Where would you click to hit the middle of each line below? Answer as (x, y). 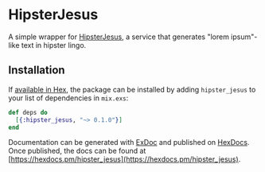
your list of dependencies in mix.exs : (68, 98)
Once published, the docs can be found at (77, 151)
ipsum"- (244, 37)
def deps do (28, 112)
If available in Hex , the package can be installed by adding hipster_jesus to (132, 89)
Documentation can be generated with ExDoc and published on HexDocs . (129, 143)
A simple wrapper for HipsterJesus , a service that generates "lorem (119, 37)
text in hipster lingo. (54, 45)
